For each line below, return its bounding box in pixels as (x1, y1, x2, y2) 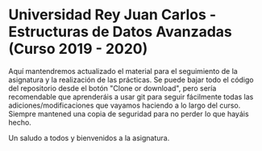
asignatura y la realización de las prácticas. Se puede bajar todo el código (8, 75, 254, 84)
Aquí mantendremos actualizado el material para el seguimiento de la (8, 66, 238, 75)
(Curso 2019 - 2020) (8, 40, 148, 58)
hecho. (8, 117, 32, 127)
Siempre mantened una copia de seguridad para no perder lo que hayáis (8, 108, 249, 118)
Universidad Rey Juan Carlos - (8, 6, 217, 24)
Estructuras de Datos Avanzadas (8, 22, 232, 41)
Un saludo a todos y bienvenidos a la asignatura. (8, 133, 170, 142)
